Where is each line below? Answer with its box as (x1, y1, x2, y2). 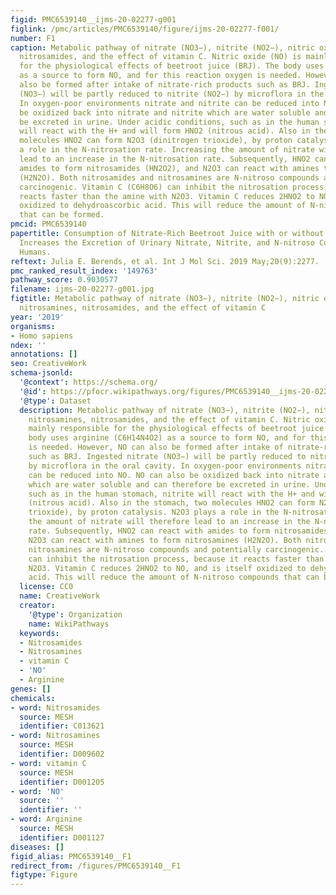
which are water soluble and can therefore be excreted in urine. (28, 479, 311, 490)
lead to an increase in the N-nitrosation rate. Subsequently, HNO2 (19, 154, 311, 164)
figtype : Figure (10, 870, 78, 880)
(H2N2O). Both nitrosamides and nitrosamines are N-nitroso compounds (19, 172, 320, 183)
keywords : (19, 628, 60, 638)
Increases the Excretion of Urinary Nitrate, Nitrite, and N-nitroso (19, 237, 315, 248)
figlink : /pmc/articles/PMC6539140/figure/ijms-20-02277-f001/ (10, 24, 280, 34)
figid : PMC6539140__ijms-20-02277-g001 (10, 14, 177, 25)
